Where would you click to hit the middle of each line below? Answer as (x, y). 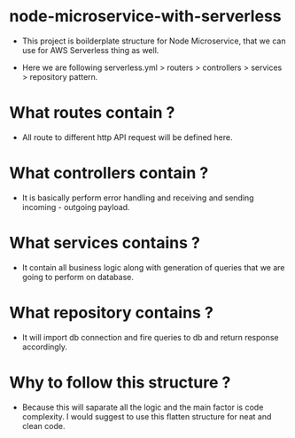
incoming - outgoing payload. (76, 207)
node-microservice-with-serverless (145, 16)
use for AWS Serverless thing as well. (90, 50)
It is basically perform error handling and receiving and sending (138, 198)
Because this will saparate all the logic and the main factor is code (143, 407)
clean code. (43, 426)
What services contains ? (105, 243)
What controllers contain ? (109, 173)
